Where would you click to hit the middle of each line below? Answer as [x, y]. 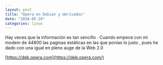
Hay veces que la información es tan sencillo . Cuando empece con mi [77, 37]
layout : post [18, 10]
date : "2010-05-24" [25, 19]
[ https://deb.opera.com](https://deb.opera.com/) [55, 58]
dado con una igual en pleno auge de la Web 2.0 [54, 48]
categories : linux [24, 23]
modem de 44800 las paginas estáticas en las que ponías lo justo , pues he [82, 43]
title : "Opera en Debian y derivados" [45, 14]
